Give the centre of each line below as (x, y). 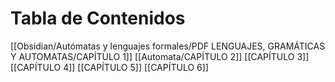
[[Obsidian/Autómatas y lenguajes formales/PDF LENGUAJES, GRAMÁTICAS (168, 46)
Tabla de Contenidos (98, 18)
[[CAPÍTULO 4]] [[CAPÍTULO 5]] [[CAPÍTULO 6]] (109, 67)
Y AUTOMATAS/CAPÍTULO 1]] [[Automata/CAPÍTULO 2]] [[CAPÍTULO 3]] (160, 56)
